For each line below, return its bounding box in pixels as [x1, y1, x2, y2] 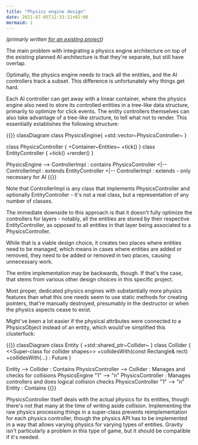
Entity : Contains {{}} [6, 385, 57, 392]
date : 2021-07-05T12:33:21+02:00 [6, 14, 89, 20]
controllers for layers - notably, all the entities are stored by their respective [6, 215, 190, 222]
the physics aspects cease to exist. [6, 306, 92, 313]
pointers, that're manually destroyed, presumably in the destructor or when [6, 300, 189, 307]
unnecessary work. [6, 258, 53, 265]
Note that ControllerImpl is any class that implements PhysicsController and [6, 185, 190, 192]
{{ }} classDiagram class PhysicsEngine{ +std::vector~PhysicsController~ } [6, 132, 187, 139]
